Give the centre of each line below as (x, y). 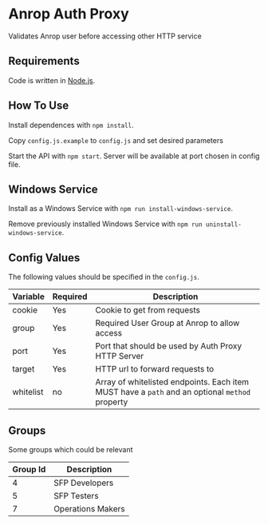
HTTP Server (120, 356)
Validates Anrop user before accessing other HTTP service (105, 36)
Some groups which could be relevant (71, 449)
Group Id (29, 469)
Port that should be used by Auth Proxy (169, 346)
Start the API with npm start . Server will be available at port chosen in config (134, 156)
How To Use (39, 106)
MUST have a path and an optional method (173, 392)
